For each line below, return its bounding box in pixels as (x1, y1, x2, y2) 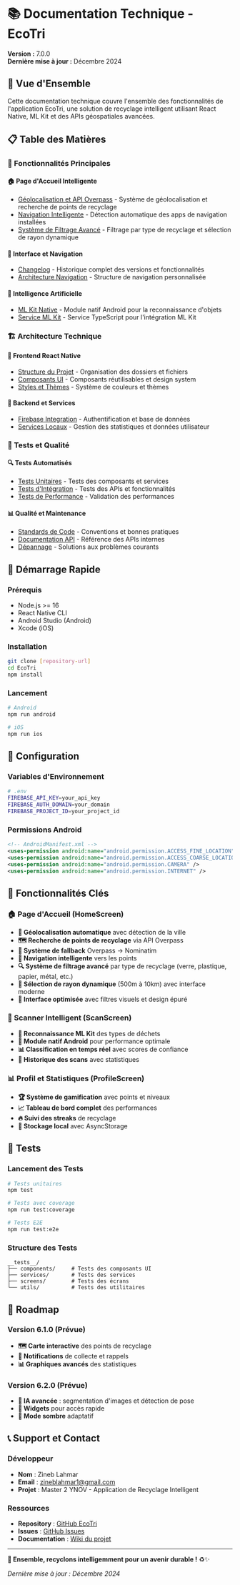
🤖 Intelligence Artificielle (7, 289, 82, 298)
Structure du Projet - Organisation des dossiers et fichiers (17, 367, 188, 376)
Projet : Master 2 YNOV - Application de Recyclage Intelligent (17, 1485, 199, 1494)
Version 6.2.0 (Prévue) (7, 1380, 88, 1390)
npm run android (7, 711, 56, 718)
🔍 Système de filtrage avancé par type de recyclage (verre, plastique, (17, 962, 227, 970)
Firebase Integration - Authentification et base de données (17, 415, 191, 423)
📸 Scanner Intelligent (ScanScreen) (7, 1013, 132, 1023)
